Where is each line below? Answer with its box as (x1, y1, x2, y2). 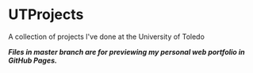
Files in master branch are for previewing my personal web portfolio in (8, 47, 246, 56)
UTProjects (8, 6, 84, 24)
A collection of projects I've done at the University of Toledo (8, 32, 205, 41)
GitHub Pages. (8, 56, 58, 65)
